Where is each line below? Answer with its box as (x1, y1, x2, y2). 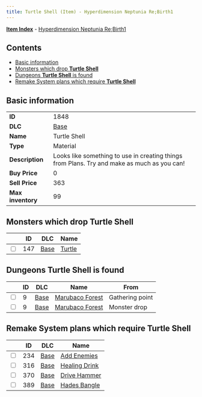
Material (53, 142, 76, 151)
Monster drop (109, 302, 147, 311)
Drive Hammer (60, 371, 102, 380)
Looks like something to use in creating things (53, 152, 183, 160)
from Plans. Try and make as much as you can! (53, 159, 185, 167)
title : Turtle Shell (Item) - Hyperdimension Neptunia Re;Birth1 (6, 8, 173, 15)
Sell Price (9, 179, 37, 187)
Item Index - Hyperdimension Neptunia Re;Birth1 (6, 25, 126, 33)
